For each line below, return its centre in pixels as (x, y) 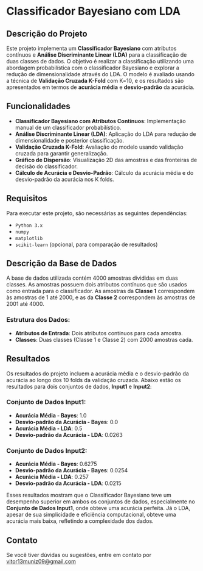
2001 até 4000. (25, 304)
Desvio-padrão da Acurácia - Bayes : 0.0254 (71, 470)
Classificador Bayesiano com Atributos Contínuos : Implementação (101, 121)
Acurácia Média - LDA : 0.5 (49, 428)
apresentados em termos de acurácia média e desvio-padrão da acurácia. (100, 87)
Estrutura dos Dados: (38, 320)
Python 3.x (29, 225)
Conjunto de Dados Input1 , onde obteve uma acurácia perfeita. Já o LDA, (98, 508)
